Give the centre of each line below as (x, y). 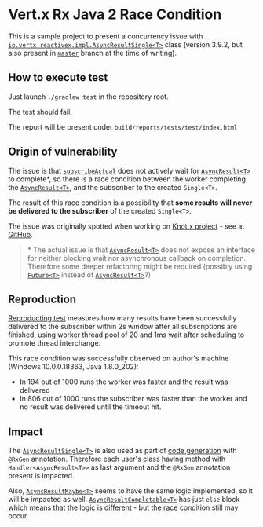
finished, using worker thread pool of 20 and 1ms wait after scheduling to (126, 335)
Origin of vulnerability (63, 152)
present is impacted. (41, 476)
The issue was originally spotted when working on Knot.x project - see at (126, 226)
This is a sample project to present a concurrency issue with (106, 36)
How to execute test (58, 77)
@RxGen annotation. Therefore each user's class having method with (117, 459)
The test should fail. (40, 112)
